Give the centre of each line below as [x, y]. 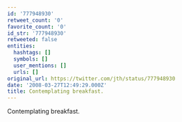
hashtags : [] [32, 53]
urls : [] [26, 72]
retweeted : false [32, 40]
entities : [22, 46]
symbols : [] [31, 59]
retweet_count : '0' [35, 20]
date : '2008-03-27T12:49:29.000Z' [57, 85]
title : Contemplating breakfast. [56, 91]
